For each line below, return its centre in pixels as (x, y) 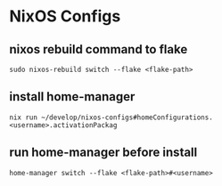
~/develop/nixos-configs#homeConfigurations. (127, 117)
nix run (24, 117)
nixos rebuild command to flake (99, 49)
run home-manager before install (103, 153)
